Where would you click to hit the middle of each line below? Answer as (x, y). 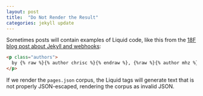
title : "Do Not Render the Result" (52, 17)
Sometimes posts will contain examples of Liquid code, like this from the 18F (101, 40)
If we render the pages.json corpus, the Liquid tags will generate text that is (100, 80)
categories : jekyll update (40, 23)
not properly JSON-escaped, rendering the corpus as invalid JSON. (90, 86)
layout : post (23, 12)
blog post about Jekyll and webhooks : (54, 46)
